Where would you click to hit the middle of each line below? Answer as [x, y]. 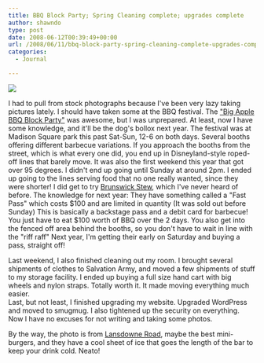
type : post [26, 30]
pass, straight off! [37, 245]
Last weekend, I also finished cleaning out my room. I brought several [121, 260]
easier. [19, 293]
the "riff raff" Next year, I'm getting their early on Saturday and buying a [124, 236]
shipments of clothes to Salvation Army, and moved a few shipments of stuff [132, 269]
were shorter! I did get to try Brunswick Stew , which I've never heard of [123, 186]
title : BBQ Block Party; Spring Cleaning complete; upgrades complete [126, 15]
